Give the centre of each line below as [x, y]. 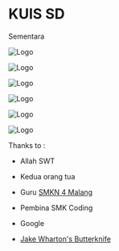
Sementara [27, 36]
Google [32, 223]
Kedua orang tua [47, 176]
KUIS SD [37, 14]
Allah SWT [37, 161]
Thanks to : [27, 145]
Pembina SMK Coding [56, 208]
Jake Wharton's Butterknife [65, 239]
